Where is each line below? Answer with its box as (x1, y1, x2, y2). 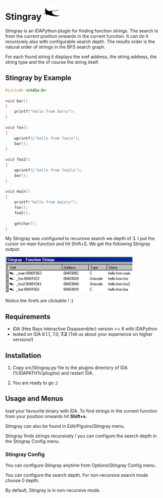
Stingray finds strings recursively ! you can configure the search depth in (5, 433, 157, 439)
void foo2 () (5, 157, 30, 162)
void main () (5, 189, 30, 194)
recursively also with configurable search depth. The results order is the (5, 38, 155, 44)
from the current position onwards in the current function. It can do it (5, 33, 148, 39)
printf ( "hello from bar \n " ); (14, 109, 76, 114)
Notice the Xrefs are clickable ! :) (5, 298, 74, 304)
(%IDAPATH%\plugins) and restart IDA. (12, 370, 94, 376)
